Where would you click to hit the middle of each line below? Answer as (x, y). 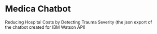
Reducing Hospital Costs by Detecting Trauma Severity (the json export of (78, 22)
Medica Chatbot (38, 9)
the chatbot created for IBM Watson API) (45, 27)
